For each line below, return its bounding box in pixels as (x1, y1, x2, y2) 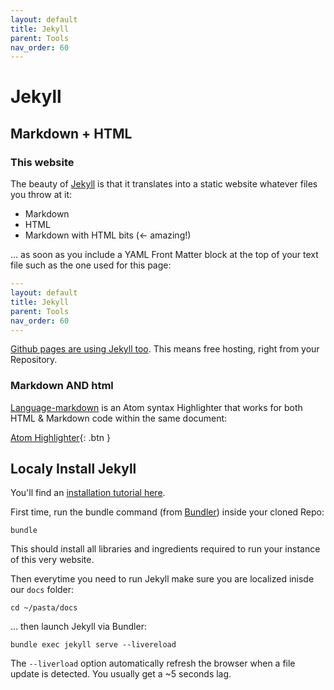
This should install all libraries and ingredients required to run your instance (10, 543, 321, 555)
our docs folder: (10, 584, 75, 596)
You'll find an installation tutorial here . (10, 487, 166, 499)
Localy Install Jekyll (10, 461, 137, 478)
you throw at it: (10, 189, 73, 201)
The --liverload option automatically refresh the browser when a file (10, 657, 296, 670)
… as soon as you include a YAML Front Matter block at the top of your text (10, 249, 319, 261)
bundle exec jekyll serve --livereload (10, 640, 177, 650)
